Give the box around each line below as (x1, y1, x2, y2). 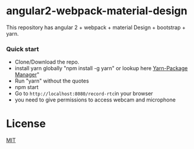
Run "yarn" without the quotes (14, 77, 89, 84)
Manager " (14, 71, 40, 78)
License (6, 117, 46, 131)
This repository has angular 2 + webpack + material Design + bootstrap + (6, 24, 186, 31)
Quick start (6, 45, 40, 53)
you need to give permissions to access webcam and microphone (14, 96, 176, 103)
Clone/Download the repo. (14, 58, 79, 66)
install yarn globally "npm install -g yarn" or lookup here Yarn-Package (14, 65, 188, 72)
